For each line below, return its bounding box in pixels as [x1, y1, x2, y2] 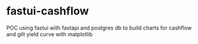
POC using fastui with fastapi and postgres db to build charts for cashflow [6, 24, 192, 31]
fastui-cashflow [6, 4, 90, 18]
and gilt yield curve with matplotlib [6, 30, 93, 37]
